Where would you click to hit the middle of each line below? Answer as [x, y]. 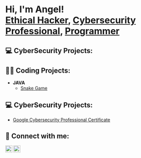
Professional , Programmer [62, 31]
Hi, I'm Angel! [35, 9]
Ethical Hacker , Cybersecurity [70, 20]
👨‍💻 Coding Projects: [38, 70]
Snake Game [34, 88]
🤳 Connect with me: [37, 136]
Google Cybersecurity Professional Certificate [61, 120]
